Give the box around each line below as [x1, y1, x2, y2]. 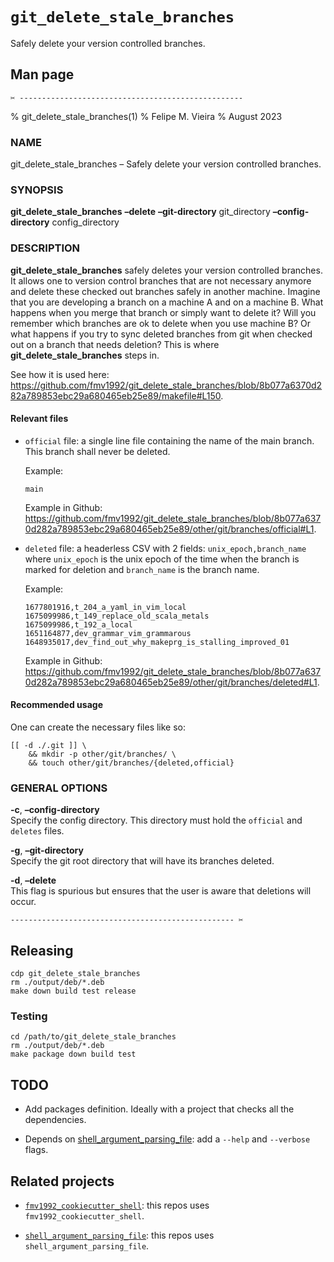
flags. [24, 1144, 49, 1156]
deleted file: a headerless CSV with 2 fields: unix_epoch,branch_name [24, 542, 307, 554]
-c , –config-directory [10, 804, 100, 816]
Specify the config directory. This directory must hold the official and [10, 814, 303, 827]
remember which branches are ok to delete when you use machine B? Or [10, 317, 312, 329]
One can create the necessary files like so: [10, 721, 187, 733]
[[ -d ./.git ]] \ [10, 741, 87, 751]
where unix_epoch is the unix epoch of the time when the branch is [24, 553, 300, 565]
